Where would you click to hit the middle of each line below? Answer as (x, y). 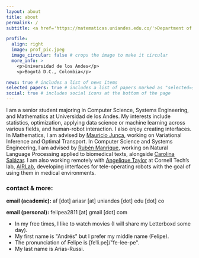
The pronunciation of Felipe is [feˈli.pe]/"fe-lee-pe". (77, 243)
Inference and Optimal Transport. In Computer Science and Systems (89, 141)
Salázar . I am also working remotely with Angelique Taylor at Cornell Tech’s (98, 160)
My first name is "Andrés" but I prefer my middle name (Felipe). (92, 236)
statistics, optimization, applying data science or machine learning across (96, 123)
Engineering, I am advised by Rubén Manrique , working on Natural (87, 148)
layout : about (24, 12)
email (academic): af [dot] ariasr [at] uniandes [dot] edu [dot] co (85, 201)
